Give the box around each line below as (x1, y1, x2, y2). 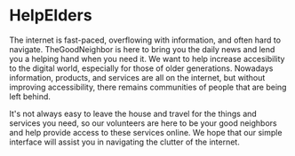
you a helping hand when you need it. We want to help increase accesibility (9, 53, 285, 64)
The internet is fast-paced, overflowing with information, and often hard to (9, 35, 282, 45)
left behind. (9, 90, 52, 102)
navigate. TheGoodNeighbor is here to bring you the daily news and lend (9, 43, 275, 54)
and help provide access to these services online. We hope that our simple (9, 127, 283, 137)
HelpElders (9, 5, 92, 26)
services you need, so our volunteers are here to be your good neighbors (9, 117, 277, 129)
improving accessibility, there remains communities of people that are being (9, 82, 287, 92)
